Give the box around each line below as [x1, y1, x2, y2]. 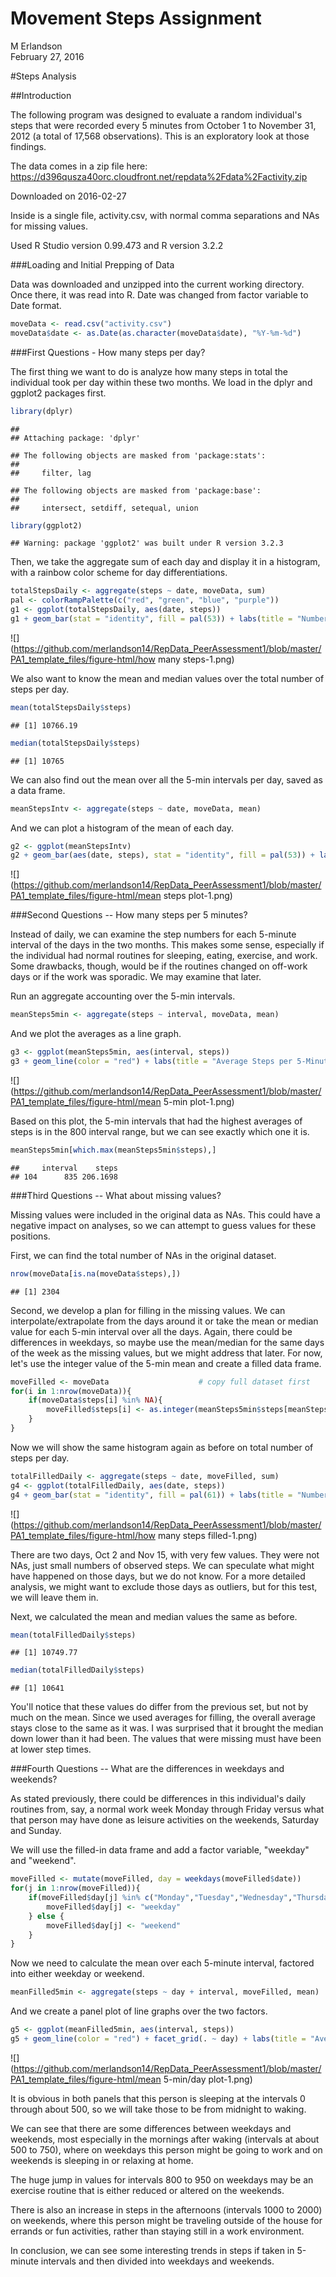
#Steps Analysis [10, 70, 77, 82]
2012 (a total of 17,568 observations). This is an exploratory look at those [10, 130, 310, 142]
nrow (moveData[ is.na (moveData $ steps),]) [10, 1268, 182, 1279]
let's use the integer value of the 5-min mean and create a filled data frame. [10, 1357, 322, 1369]
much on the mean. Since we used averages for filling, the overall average [10, 1712, 316, 1724]
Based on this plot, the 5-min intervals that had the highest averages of [10, 1115, 303, 1127]
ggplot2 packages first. [10, 387, 107, 399]
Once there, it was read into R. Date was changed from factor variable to [10, 288, 309, 301]
